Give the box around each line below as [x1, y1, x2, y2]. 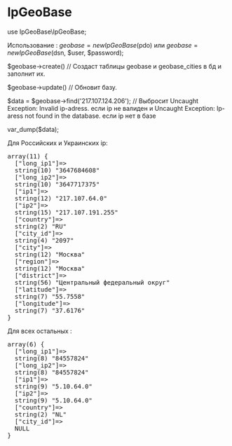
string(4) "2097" [14, 236, 74, 244]
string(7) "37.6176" [14, 306, 86, 314]
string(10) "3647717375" [14, 180, 100, 188]
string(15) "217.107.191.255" [14, 208, 118, 216]
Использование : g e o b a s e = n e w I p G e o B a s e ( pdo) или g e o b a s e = [7, 41, 198, 49]
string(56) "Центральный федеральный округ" [14, 278, 170, 286]
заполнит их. [7, 69, 46, 78]
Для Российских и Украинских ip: [7, 138, 109, 147]
